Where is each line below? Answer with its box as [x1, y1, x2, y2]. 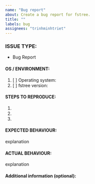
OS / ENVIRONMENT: [5, 66, 50, 72]
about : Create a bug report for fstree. [5, 12, 91, 17]
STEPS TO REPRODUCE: [5, 94, 56, 100]
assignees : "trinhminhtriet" [5, 26, 66, 31]
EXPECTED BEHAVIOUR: [5, 127, 57, 134]
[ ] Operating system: [12, 77, 56, 83]
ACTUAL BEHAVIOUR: [5, 150, 52, 156]
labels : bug [5, 21, 30, 27]
